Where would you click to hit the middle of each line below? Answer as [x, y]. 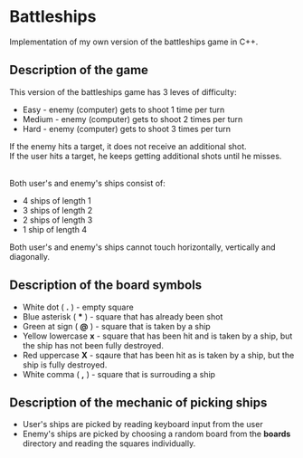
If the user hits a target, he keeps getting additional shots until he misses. [146, 156]
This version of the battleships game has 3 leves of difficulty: [123, 91]
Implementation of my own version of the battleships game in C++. [134, 42]
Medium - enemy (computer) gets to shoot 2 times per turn [133, 119]
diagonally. [30, 256]
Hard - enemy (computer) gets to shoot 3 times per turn [126, 129]
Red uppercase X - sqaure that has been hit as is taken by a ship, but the [158, 355]
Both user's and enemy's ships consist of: [87, 183]
